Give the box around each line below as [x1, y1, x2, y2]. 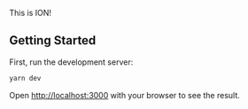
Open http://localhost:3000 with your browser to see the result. [9, 90, 241, 100]
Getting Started [9, 33, 97, 48]
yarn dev [9, 74, 42, 82]
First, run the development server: [9, 57, 134, 67]
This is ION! [9, 8, 51, 18]
